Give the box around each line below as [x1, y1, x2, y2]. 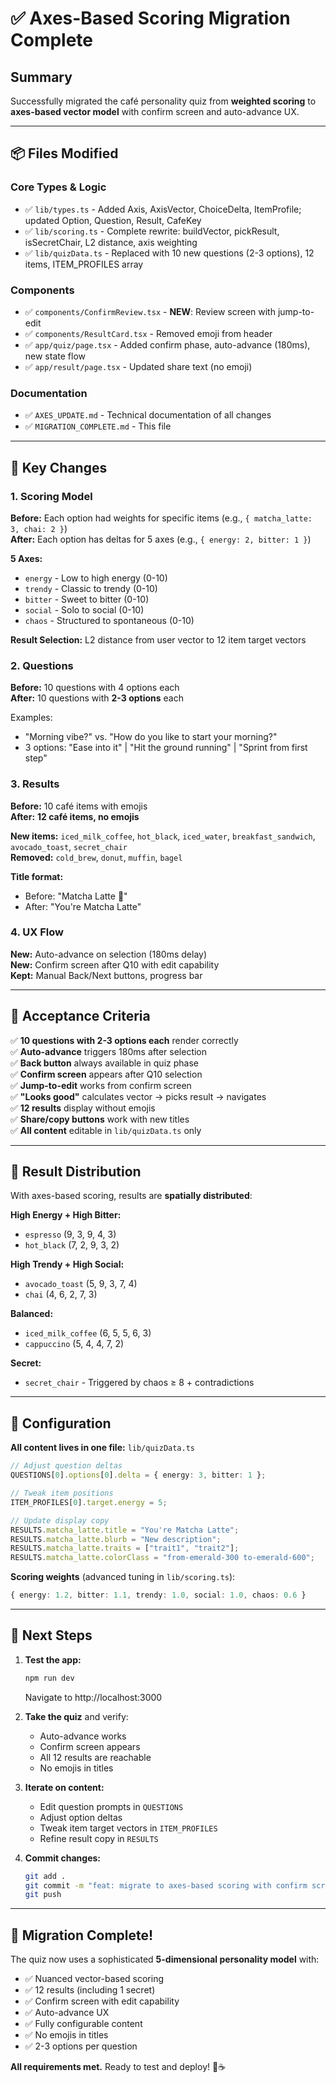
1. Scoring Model [10, 489, 93, 503]
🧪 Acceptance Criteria [10, 1008, 151, 1025]
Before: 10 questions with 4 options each [10, 682, 180, 694]
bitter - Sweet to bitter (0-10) [24, 593, 150, 605]
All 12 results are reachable [39, 1751, 152, 1763]
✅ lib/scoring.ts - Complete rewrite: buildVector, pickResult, [24, 225, 280, 237]
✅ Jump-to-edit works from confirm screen [10, 1079, 192, 1091]
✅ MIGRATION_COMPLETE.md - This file [24, 420, 172, 432]
